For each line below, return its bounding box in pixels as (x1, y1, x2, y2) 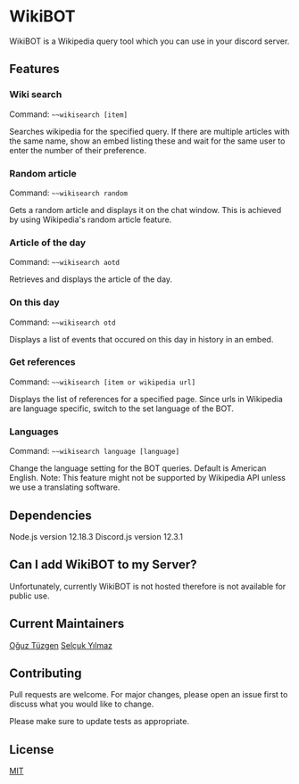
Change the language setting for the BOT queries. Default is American (9, 463, 267, 474)
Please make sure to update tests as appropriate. (9, 716, 190, 727)
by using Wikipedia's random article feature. (9, 214, 172, 225)
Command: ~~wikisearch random (9, 187, 128, 198)
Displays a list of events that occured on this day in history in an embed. (9, 334, 274, 344)
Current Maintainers (9, 616, 125, 631)
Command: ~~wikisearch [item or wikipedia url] (9, 376, 196, 387)
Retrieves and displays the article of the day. (9, 274, 172, 285)
